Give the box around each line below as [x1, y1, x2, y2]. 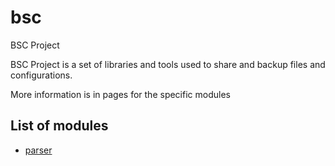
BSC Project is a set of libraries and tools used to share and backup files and [10, 58, 326, 70]
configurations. [10, 69, 73, 81]
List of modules [10, 117, 109, 135]
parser [24, 144, 53, 156]
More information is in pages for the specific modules [10, 88, 231, 100]
